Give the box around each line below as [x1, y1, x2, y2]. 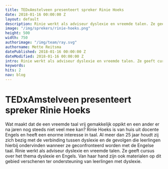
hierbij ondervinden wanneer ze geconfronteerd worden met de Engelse [5, 142, 154, 148]
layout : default [5, 16, 39, 21]
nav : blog [5, 72, 26, 77]
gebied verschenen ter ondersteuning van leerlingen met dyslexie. [5, 158, 142, 164]
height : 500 [5, 30, 30, 35]
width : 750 [5, 35, 28, 40]
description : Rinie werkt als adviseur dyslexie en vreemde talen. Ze [5, 21, 155, 26]
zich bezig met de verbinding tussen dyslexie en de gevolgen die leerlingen [5, 137, 161, 143]
